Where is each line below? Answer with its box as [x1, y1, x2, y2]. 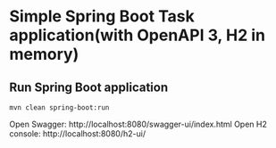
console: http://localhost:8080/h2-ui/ [9, 128, 146, 139]
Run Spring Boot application [9, 79, 169, 95]
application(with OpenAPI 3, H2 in [9, 25, 266, 45]
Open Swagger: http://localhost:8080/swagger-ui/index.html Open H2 [9, 119, 268, 129]
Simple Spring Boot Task [9, 6, 195, 27]
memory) [9, 45, 79, 64]
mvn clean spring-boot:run [9, 103, 110, 112]
